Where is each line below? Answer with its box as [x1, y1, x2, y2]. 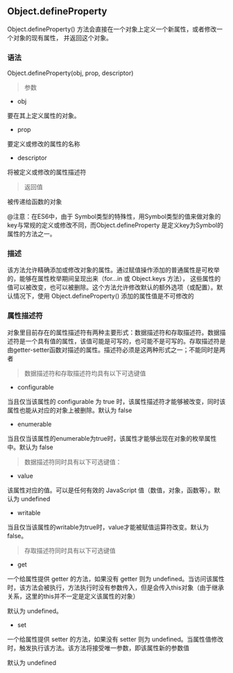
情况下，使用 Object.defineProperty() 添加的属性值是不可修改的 [12, 292, 194, 300]
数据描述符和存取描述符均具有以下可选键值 [24, 368, 146, 378]
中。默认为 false [7, 443, 53, 451]
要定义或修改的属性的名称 [7, 140, 80, 148]
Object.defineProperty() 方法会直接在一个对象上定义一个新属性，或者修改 [7, 24, 217, 33]
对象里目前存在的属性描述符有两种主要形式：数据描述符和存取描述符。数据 [7, 328, 220, 336]
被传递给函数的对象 [7, 197, 62, 206]
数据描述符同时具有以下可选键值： [24, 457, 122, 466]
